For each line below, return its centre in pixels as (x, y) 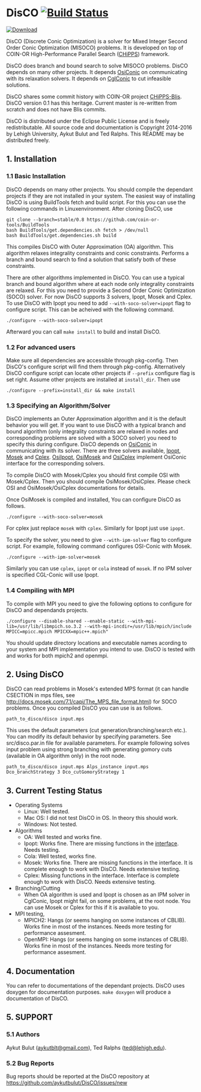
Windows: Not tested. (51, 824)
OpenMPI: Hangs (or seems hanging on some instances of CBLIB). (106, 940)
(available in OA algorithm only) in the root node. (66, 756)
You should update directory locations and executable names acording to (97, 643)
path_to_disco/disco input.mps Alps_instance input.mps (77, 767)
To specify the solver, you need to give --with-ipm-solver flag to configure (99, 540)
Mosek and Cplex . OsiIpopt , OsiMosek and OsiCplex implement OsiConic (97, 457)
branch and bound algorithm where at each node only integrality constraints (100, 284)
